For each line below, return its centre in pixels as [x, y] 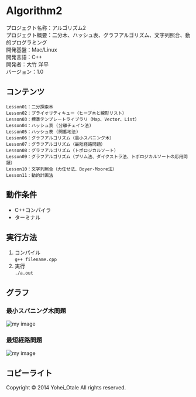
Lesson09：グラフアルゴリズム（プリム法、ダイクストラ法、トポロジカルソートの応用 [95, 156]
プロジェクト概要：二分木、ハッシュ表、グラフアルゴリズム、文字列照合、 [96, 35]
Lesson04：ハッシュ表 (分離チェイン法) [49, 125]
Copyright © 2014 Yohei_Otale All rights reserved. [66, 388]
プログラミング [29, 42]
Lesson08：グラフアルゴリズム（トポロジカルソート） [62, 150]
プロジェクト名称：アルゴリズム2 [46, 28]
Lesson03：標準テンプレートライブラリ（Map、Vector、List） [73, 119]
